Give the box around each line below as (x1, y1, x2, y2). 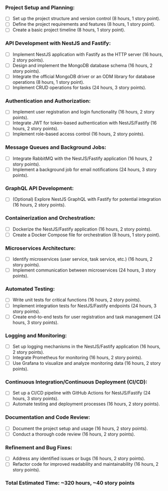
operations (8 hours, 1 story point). (12, 79, 85, 85)
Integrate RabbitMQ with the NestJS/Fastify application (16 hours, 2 (12, 155, 152, 161)
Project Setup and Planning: (5, 4, 75, 11)
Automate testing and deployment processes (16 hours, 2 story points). (12, 401, 160, 407)
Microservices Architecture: (5, 244, 76, 251)
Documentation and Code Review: (5, 414, 91, 421)
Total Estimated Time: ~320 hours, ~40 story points (5, 479, 135, 486)
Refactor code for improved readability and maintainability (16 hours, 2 (12, 461, 159, 467)
